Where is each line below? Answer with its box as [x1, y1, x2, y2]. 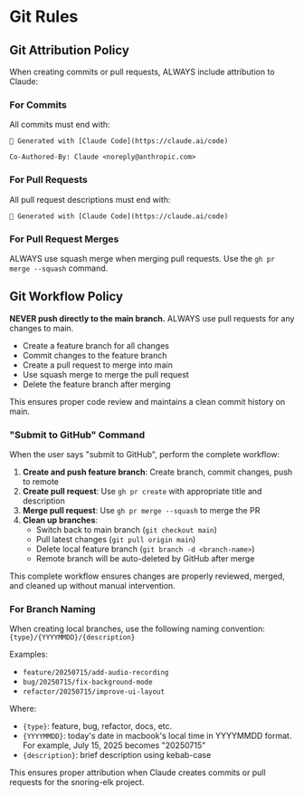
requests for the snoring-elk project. [9, 777, 145, 788]
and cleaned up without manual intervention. [9, 580, 176, 590]
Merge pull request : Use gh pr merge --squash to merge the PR [22, 505, 261, 515]
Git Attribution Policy [9, 43, 129, 58]
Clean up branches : [22, 514, 98, 525]
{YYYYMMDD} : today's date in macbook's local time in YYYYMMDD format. [22, 731, 292, 742]
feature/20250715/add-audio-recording [22, 668, 169, 677]
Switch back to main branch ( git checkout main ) [35, 524, 217, 535]
